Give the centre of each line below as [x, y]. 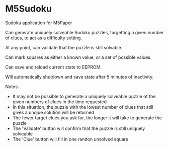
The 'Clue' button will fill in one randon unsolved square [70, 139]
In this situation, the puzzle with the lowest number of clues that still [83, 107]
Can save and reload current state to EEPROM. [54, 67]
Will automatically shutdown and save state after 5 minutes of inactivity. [79, 77]
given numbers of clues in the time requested [60, 102]
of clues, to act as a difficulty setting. [44, 38]
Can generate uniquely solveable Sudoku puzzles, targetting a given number [84, 32]
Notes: [12, 87]
